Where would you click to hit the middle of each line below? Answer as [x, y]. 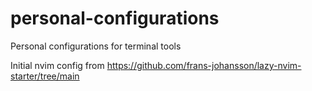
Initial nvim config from [57, 65]
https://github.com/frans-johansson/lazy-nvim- [204, 65]
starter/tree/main [45, 76]
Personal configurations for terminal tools [96, 46]
